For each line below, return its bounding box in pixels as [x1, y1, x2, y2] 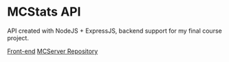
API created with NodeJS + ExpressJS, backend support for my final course [7, 27, 222, 35]
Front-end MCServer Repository [7, 47, 98, 55]
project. [7, 33, 30, 42]
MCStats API [7, 4, 81, 20]
